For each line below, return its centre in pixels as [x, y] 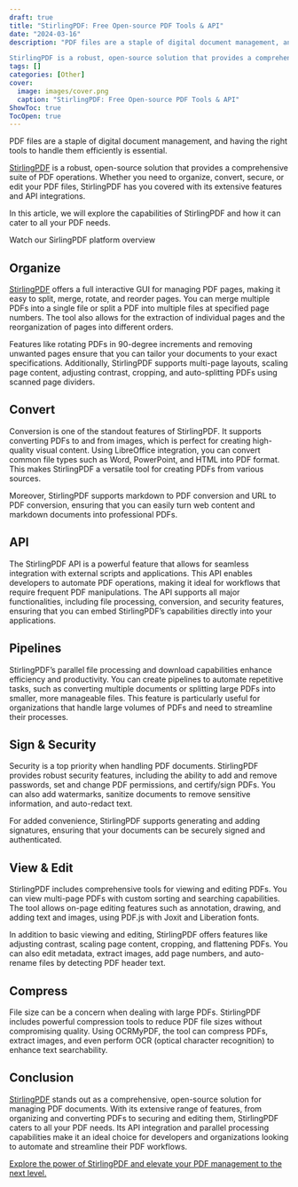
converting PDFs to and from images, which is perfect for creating [130, 440]
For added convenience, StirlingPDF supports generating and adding [135, 821]
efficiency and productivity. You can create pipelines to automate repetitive [146, 679]
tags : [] [25, 67]
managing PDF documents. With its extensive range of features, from [136, 1108]
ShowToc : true [35, 107]
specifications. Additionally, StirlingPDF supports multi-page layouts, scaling [149, 363]
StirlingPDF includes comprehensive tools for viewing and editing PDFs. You [148, 890]
